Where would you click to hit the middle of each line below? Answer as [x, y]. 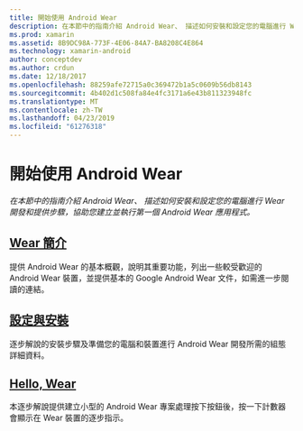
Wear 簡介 [38, 243]
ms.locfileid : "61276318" [58, 127]
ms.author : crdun [42, 69]
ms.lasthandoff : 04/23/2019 [62, 118]
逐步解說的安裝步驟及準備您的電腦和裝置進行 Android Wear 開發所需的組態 [148, 344]
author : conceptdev [46, 60]
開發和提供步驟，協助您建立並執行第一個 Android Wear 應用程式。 [132, 212]
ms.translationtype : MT [54, 101]
